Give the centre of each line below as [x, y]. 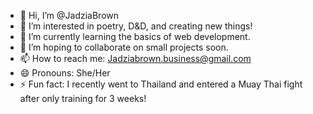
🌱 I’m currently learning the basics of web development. [135, 36]
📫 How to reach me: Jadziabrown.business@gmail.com [135, 58]
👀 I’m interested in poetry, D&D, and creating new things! [136, 26]
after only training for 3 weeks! [83, 98]
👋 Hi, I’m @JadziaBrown [69, 15]
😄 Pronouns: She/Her [65, 73]
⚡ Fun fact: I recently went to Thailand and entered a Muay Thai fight [161, 84]
